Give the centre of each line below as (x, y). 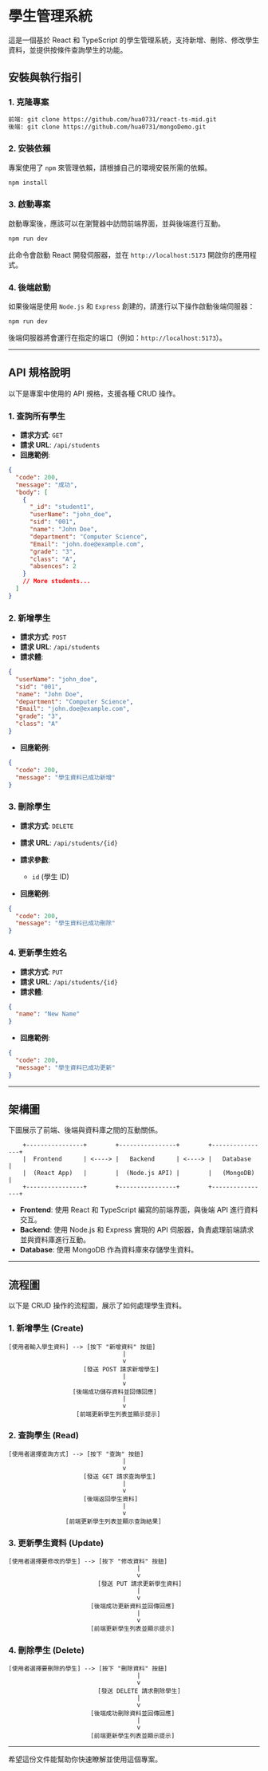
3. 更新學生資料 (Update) (56, 1543)
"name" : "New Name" (48, 1014)
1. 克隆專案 (29, 102)
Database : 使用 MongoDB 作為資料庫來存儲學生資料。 (109, 1250)
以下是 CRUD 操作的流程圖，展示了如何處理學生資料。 (97, 1306)
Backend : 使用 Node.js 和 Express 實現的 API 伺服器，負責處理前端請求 (137, 1230)
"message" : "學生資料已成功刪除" (65, 923)
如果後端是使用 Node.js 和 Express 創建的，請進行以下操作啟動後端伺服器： (132, 306)
